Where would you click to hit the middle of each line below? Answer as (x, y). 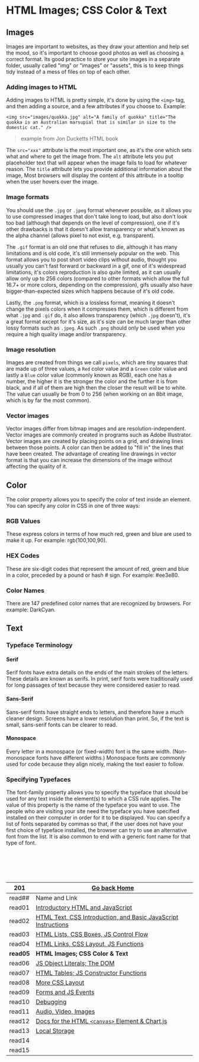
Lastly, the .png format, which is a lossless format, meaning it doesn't (91, 302)
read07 (19, 973)
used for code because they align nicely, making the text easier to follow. (95, 764)
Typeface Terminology (39, 645)
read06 (19, 963)
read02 (19, 921)
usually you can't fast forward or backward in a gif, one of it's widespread (96, 265)
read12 (19, 1021)
